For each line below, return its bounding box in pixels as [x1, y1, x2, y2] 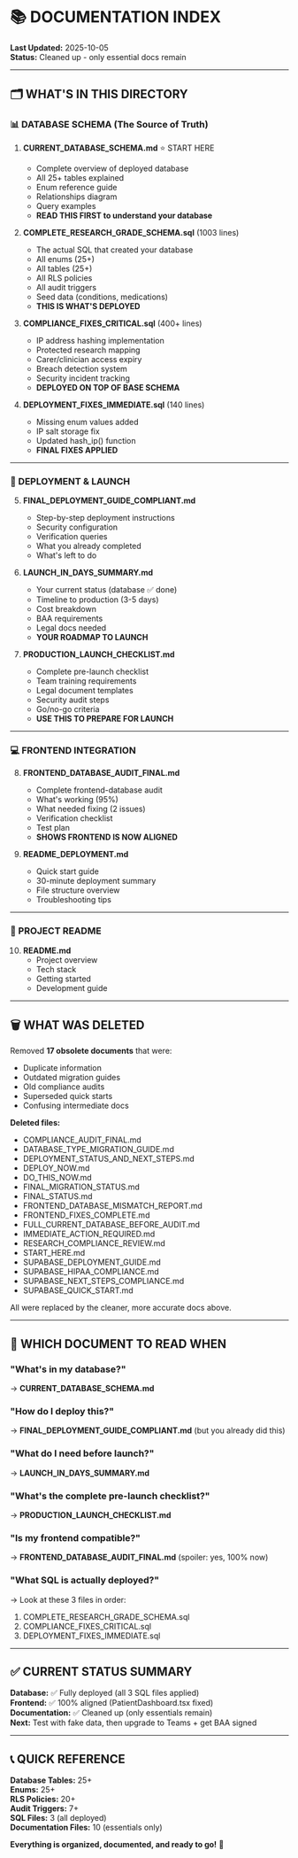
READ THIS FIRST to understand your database [35, 210, 213, 221]
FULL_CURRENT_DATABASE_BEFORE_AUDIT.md [22, 1219, 201, 1230]
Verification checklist [35, 813, 113, 824]
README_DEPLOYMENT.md [22, 849, 129, 860]
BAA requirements [35, 613, 103, 623]
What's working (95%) [35, 794, 118, 805]
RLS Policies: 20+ [10, 1794, 76, 1805]
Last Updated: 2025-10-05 [10, 42, 109, 53]
